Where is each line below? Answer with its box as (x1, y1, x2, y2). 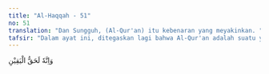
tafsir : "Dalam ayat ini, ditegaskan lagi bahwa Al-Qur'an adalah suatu (8, 33, 256, 42)
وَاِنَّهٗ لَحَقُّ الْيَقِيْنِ (8, 56, 54, 65)
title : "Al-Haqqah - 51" (8, 11, 91, 20)
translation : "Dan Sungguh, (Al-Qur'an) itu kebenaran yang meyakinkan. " (8, 26, 263, 34)
